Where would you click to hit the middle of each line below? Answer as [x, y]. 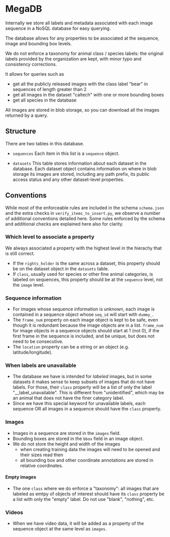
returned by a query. [27, 115]
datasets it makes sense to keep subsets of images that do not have [83, 382]
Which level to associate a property [50, 237]
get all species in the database [45, 100]
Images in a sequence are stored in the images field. [66, 433]
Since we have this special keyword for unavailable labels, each [79, 403]
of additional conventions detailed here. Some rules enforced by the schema [85, 218]
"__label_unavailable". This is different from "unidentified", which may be [88, 393]
